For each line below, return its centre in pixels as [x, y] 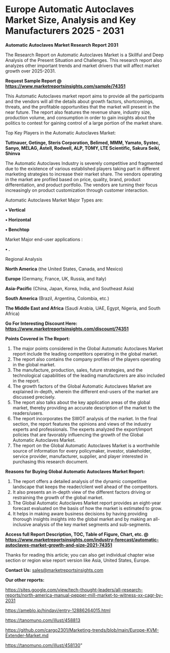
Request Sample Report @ [33, 81]
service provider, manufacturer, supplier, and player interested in [80, 456]
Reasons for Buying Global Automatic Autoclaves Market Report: [75, 471]
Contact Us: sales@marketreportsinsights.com [55, 570]
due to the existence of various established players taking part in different [82, 168]
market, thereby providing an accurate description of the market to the [86, 407]
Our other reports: [25, 580]
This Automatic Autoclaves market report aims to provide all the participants [85, 96]
